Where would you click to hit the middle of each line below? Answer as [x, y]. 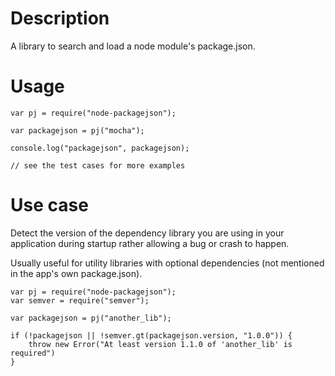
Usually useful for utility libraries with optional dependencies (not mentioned [167, 263]
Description [60, 18]
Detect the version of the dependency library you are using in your [147, 233]
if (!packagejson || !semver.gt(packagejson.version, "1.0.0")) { [151, 335]
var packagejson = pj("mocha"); [77, 130]
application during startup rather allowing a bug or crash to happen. [150, 243]
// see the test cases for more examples [98, 165]
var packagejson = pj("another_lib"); [91, 318]
